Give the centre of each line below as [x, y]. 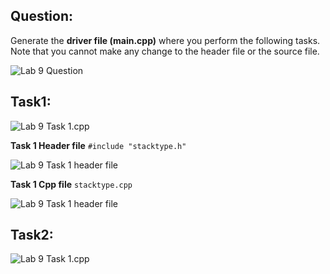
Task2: [32, 235]
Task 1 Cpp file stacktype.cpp [71, 184]
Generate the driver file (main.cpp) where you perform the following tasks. [165, 40]
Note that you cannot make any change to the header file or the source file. [165, 51]
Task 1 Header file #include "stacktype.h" [98, 145]
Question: [42, 16]
